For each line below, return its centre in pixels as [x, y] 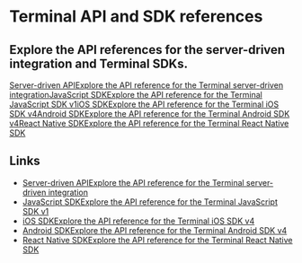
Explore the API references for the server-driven [147, 50]
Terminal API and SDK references [136, 17]
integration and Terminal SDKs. [99, 63]
